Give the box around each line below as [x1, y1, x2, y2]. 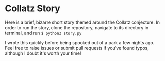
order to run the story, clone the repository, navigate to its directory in [5, 24, 149, 30]
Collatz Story [5, 3, 61, 14]
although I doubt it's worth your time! [5, 50, 81, 56]
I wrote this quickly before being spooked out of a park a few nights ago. [5, 39, 155, 45]
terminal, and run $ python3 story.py [5, 30, 82, 36]
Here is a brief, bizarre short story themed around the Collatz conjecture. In [5, 19, 160, 25]
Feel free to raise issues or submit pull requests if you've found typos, [5, 45, 149, 51]
